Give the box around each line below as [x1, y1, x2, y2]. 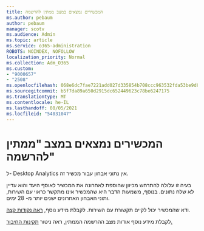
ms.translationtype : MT [6, 94, 67, 100]
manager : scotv [6, 26, 45, 32]
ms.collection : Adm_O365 [6, 60, 69, 66]
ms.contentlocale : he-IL [6, 99, 69, 105]
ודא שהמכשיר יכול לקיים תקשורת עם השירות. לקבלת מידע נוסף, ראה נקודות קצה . [6, 206, 191, 213]
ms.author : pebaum [6, 15, 53, 21]
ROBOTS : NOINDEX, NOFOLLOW [6, 49, 75, 55]
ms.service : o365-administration [6, 43, 91, 49]
